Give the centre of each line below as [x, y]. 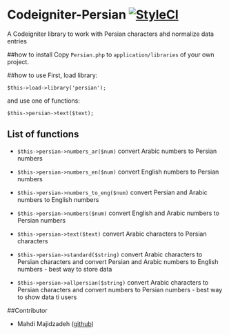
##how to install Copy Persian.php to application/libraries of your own [111, 54]
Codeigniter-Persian [67, 15]
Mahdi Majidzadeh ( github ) [56, 323]
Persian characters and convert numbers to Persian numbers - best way [120, 290]
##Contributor [27, 310]
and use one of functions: [44, 101]
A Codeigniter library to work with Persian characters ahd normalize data [111, 34]
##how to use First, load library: [52, 75]
